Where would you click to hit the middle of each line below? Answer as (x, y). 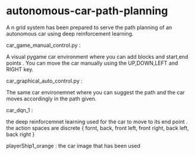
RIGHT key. (20, 69)
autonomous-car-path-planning (87, 11)
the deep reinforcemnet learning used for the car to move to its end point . (97, 121)
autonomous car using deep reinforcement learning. (70, 33)
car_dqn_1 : (20, 110)
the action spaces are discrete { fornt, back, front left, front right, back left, (97, 128)
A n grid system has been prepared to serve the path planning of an (89, 27)
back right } (21, 134)
